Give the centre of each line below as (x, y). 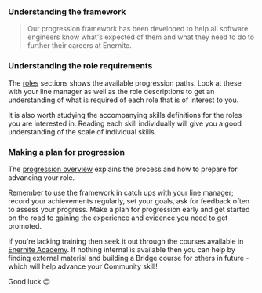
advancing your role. (42, 177)
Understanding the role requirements (80, 66)
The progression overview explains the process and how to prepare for (123, 169)
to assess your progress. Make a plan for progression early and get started (129, 209)
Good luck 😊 (29, 281)
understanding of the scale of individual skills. (82, 131)
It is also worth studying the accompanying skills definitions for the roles (125, 115)
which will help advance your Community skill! (83, 266)
